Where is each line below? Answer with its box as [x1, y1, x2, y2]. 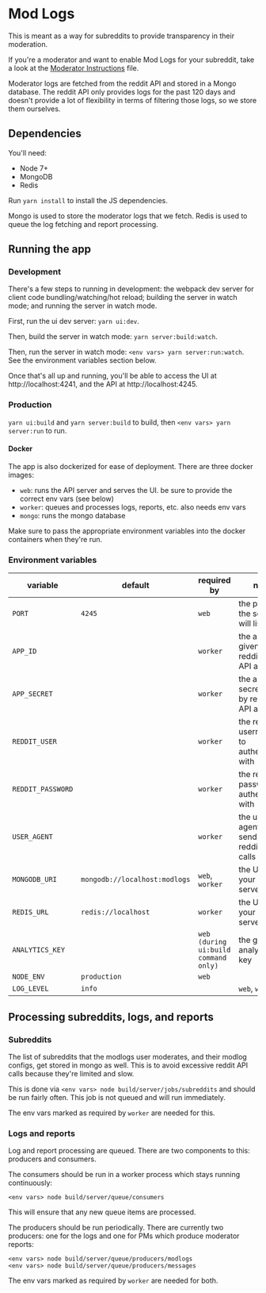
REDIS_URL [12, 908, 49, 917]
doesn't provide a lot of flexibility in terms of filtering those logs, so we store [8, 95, 257, 105]
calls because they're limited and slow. [8, 1068, 135, 1078]
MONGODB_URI [12, 875, 58, 884]
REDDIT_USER [12, 737, 58, 746]
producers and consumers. [8, 1154, 97, 1164]
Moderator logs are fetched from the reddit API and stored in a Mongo [8, 79, 237, 88]
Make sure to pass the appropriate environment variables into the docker [8, 525, 246, 536]
